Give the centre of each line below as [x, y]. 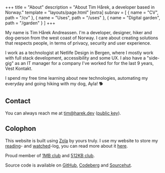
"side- [153, 58]
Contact [18, 101]
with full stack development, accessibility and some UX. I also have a [76, 58]
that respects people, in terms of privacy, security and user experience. [78, 43]
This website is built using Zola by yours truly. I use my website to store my [82, 140]
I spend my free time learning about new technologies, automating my [77, 78]
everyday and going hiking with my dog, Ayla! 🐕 [54, 84]
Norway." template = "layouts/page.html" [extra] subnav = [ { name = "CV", [82, 12]
